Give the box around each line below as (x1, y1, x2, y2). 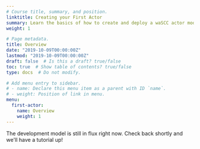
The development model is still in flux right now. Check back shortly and (6, 129, 183, 137)
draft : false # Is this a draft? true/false (6, 58, 121, 64)
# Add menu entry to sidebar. (6, 80, 82, 86)
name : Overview (17, 108, 55, 114)
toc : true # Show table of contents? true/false (6, 64, 132, 70)
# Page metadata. (6, 36, 49, 42)
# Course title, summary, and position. (6, 8, 108, 15)
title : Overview (6, 42, 46, 48)
